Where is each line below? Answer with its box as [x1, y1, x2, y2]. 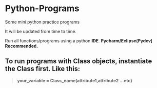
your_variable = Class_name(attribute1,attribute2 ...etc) [17, 77, 133, 83]
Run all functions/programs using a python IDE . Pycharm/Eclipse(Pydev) [5, 37, 153, 44]
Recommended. [5, 43, 38, 49]
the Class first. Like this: [5, 65, 80, 73]
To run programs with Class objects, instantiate [5, 57, 152, 66]
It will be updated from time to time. [5, 28, 77, 34]
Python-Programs [5, 3, 79, 14]
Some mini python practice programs [5, 19, 79, 25]
